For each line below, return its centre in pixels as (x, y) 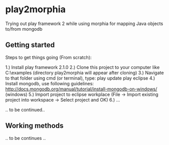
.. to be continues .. (26, 138)
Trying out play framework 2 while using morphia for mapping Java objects (84, 23)
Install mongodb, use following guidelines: (50, 83)
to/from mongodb (24, 29)
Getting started (30, 45)
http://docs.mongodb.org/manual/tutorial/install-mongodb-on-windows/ (81, 89)
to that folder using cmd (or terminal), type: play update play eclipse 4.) (80, 78)
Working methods (34, 126)
